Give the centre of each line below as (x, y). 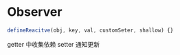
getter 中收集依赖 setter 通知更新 (54, 44)
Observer (35, 12)
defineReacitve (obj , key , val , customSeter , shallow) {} (90, 30)
